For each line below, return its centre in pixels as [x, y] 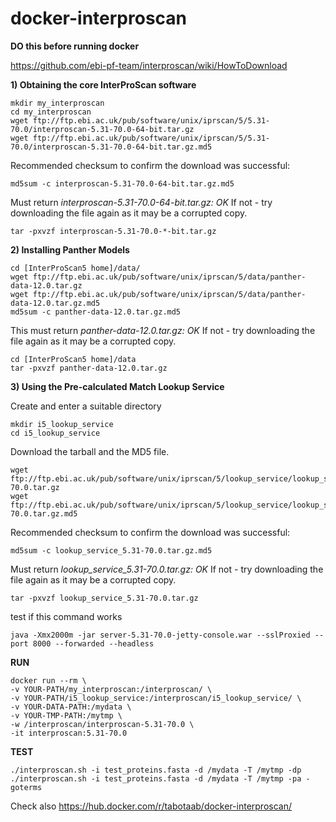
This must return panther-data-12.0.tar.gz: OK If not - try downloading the [163, 330]
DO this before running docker [75, 46]
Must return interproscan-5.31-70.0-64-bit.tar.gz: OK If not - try [141, 202]
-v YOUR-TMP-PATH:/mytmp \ [66, 715]
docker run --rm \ [48, 680]
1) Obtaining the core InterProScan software [103, 84]
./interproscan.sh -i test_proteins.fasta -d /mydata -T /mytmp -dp [156, 770]
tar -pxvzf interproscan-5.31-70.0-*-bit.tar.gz [113, 231]
